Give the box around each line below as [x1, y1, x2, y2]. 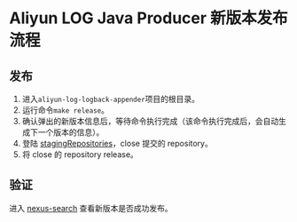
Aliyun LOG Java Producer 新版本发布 [9, 8, 288, 28]
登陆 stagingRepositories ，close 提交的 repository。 [21, 139, 213, 148]
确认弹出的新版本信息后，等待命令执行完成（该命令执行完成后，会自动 [21, 116, 279, 126]
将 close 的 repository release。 [21, 149, 139, 160]
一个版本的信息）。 [37, 127, 105, 138]
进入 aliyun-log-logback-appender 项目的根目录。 [21, 94, 200, 104]
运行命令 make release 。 [21, 105, 109, 115]
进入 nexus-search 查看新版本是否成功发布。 [9, 202, 173, 213]
